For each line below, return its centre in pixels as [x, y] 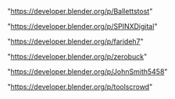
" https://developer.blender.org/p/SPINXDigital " [82, 26]
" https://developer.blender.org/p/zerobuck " [77, 57]
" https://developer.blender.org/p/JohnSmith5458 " [87, 72]
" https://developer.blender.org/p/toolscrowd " [80, 87]
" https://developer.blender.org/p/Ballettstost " [80, 11]
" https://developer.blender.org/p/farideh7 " [75, 41]
